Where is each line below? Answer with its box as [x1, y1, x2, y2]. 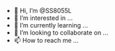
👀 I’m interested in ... [13, 14, 73, 22]
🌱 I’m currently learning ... [13, 21, 89, 29]
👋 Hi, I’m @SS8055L [13, 7, 72, 14]
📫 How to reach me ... [13, 37, 79, 44]
